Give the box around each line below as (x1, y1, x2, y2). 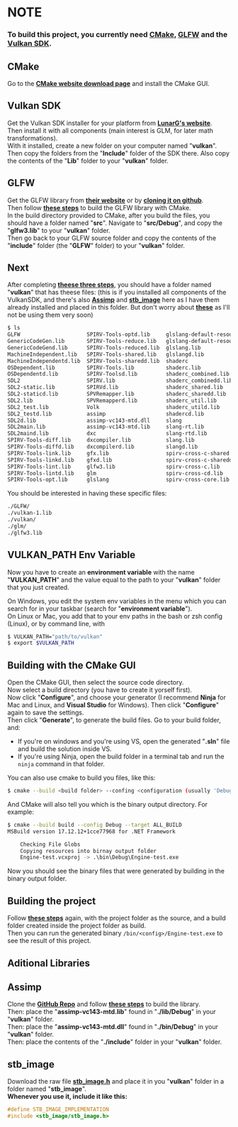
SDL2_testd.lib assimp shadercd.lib (7, 410, 204, 418)
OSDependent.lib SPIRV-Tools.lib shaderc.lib (7, 364, 201, 371)
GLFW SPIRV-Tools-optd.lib (7, 331, 151, 338)
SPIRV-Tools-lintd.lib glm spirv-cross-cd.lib (7, 469, 223, 477)
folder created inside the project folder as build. (7, 921, 147, 930)
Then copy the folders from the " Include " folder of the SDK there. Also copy (7, 148, 230, 157)
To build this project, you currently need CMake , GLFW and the (7, 30, 228, 40)
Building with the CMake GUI (7, 659, 136, 671)
